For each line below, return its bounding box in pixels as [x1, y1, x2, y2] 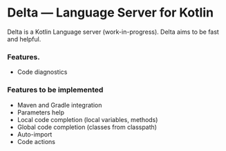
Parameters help [17, 108, 64, 117]
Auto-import [17, 130, 53, 139]
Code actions [17, 137, 55, 145]
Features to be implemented [7, 85, 104, 94]
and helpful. [7, 34, 41, 43]
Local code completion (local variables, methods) [17, 115, 158, 123]
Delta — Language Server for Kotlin [7, 5, 214, 21]
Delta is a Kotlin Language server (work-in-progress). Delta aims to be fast [7, 28, 219, 36]
